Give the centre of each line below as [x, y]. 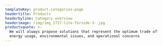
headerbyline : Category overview [39, 18]
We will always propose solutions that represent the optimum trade [80, 32]
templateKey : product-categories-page [44, 9]
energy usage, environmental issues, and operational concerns [74, 36]
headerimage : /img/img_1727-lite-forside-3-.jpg [55, 23]
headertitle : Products [28, 14]
